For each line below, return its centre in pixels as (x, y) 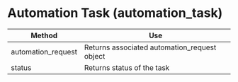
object (95, 56)
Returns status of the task (127, 67)
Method (44, 35)
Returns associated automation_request (150, 47)
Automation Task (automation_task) (115, 13)
